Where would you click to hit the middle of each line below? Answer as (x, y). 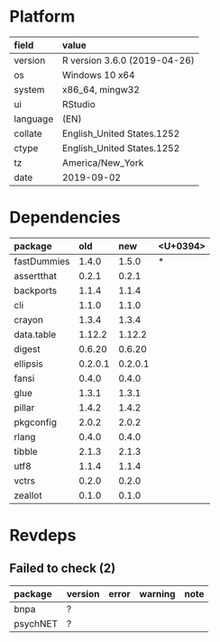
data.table (35, 334)
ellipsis (28, 364)
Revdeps (43, 535)
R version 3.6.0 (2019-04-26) (128, 60)
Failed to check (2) (63, 569)
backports (36, 290)
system (29, 89)
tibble (26, 451)
